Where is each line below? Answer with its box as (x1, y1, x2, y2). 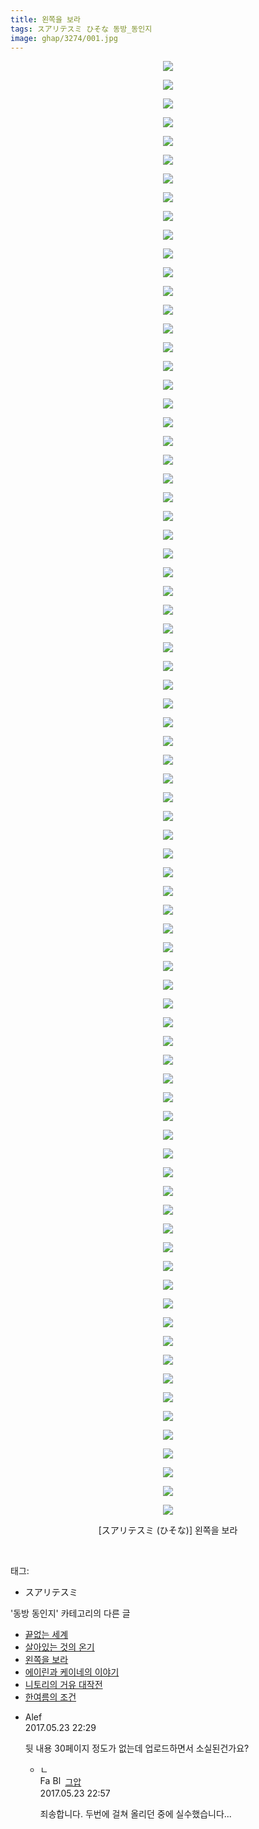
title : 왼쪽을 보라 (10, 14, 81, 25)
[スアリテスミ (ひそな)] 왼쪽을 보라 (98, 1524, 238, 1536)
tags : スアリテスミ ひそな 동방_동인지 (10, 24, 153, 34)
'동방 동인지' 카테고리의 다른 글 (10, 1607, 131, 1620)
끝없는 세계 (24, 1629, 69, 1641)
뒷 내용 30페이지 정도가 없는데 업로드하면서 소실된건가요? (24, 1742, 250, 1755)
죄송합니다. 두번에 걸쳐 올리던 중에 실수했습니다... (39, 1808, 232, 1820)
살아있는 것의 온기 (24, 1641, 95, 1653)
